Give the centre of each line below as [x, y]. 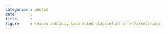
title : [19, 19]
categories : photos [27, 10]
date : [19, 14]
